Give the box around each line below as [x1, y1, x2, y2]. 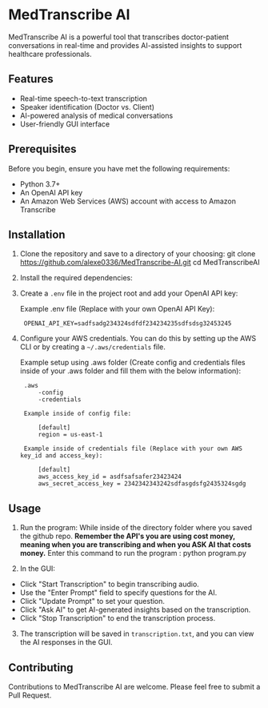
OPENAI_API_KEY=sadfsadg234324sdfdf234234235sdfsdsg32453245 [23, 320, 232, 328]
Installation [8, 227, 66, 241]
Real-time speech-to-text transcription [19, 94, 148, 103]
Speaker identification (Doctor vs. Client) [19, 102, 154, 111]
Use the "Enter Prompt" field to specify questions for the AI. [19, 588, 218, 597]
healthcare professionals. [8, 49, 92, 58]
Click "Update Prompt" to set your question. [19, 597, 166, 606]
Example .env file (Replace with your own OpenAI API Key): [19, 304, 215, 314]
